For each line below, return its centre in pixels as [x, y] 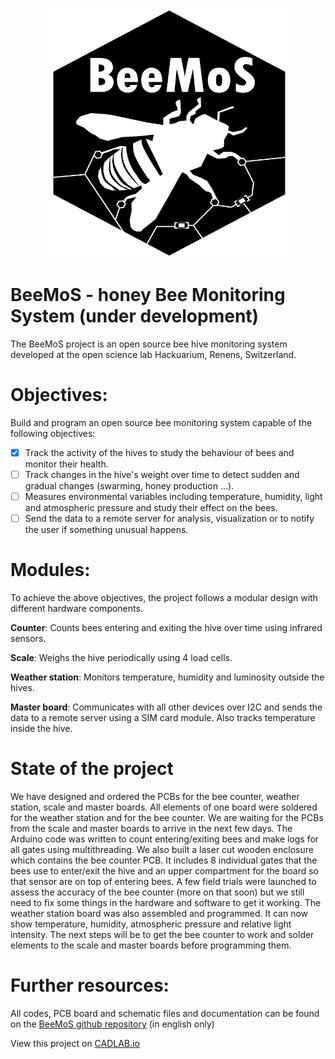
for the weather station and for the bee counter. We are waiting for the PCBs [167, 817]
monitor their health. [66, 464]
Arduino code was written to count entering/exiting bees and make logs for [165, 839]
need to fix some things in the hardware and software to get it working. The [166, 902]
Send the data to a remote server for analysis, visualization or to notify [169, 519]
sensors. [28, 639]
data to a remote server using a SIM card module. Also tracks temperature [163, 718]
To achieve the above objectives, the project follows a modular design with [164, 598]
